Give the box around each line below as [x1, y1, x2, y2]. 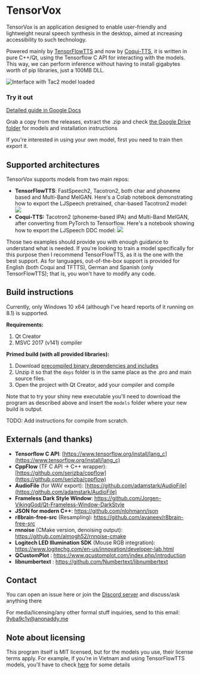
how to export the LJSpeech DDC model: [14, 227, 116, 234]
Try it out [6, 93, 33, 101]
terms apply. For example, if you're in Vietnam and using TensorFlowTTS [6, 655, 185, 662]
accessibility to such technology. [6, 36, 87, 43]
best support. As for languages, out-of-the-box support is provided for [6, 257, 180, 264]
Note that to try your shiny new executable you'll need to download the [6, 392, 181, 400]
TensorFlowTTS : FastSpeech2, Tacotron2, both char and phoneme [14, 187, 181, 195]
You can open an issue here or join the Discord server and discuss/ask [6, 591, 180, 598]
